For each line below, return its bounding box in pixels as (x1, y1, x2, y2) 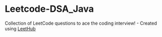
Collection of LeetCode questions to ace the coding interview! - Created (5, 20, 157, 26)
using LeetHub (5, 25, 36, 31)
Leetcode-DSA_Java (5, 3, 94, 15)
